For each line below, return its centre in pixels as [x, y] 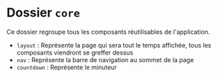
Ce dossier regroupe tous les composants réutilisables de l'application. [108, 32]
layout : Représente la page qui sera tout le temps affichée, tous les [114, 45]
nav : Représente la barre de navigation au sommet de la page [105, 59]
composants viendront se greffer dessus [75, 52]
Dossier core [44, 13]
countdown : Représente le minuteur [67, 67]
